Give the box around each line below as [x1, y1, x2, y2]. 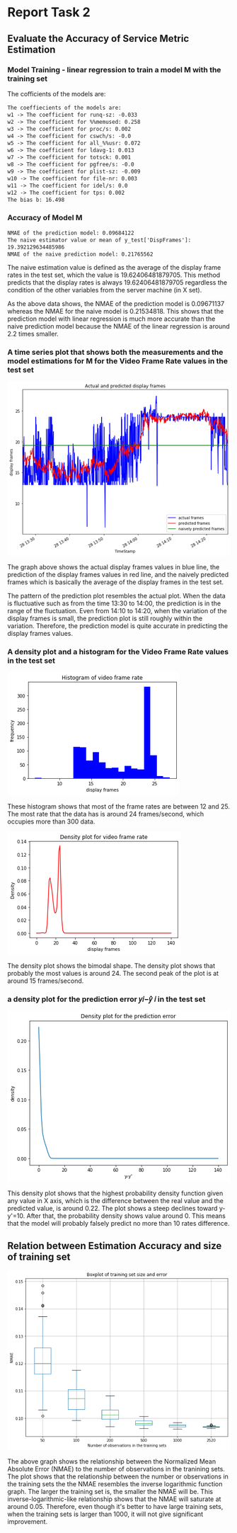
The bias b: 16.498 [7, 196, 65, 203]
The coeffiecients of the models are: [7, 104, 122, 111]
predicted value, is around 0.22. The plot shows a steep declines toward [7, 1204, 218, 1213]
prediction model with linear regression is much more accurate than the [7, 314, 216, 323]
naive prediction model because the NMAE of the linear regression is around [7, 322, 230, 331]
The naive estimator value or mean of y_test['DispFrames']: [7, 236, 192, 244]
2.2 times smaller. [7, 330, 59, 338]
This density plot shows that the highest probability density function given [7, 1189, 224, 1197]
